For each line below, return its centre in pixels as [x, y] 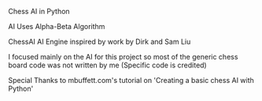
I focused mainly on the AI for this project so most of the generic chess [123, 57]
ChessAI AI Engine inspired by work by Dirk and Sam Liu [100, 41]
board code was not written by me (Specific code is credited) [107, 65]
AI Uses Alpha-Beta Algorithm [57, 26]
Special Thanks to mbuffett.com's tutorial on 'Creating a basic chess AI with [131, 80]
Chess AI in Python [39, 11]
